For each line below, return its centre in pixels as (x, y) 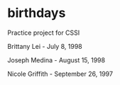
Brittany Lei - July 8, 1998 (45, 46)
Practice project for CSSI (44, 33)
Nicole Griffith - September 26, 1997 (60, 74)
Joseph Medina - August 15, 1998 (56, 60)
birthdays (37, 13)
